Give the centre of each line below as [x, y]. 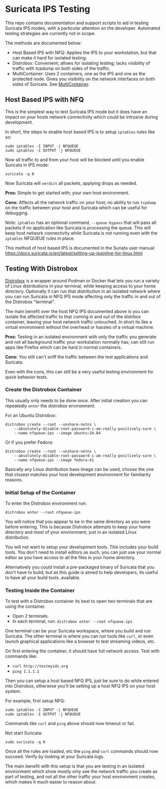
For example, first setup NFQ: [35, 701]
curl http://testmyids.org [40, 666]
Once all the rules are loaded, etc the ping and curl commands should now [82, 751]
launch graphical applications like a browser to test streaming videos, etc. [80, 641]
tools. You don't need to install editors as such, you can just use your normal [83, 552]
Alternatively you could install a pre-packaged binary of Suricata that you [80, 567]
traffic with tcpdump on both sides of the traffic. [61, 68]
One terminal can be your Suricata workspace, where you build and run [78, 631]
